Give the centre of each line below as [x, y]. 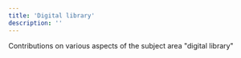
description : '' [35, 23]
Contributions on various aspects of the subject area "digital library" [121, 45]
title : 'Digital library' [51, 15]
